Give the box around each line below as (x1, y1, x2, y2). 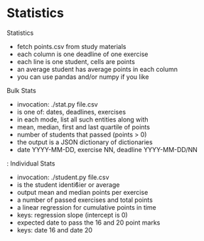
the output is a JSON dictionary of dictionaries (16, 137, 154, 146)
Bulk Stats (6, 86, 36, 95)
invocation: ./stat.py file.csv (16, 100, 98, 108)
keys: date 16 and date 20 (16, 225, 93, 234)
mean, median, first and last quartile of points (16, 122, 151, 131)
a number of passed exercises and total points (16, 196, 154, 204)
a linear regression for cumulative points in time (16, 203, 157, 211)
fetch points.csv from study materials (16, 42, 127, 50)
